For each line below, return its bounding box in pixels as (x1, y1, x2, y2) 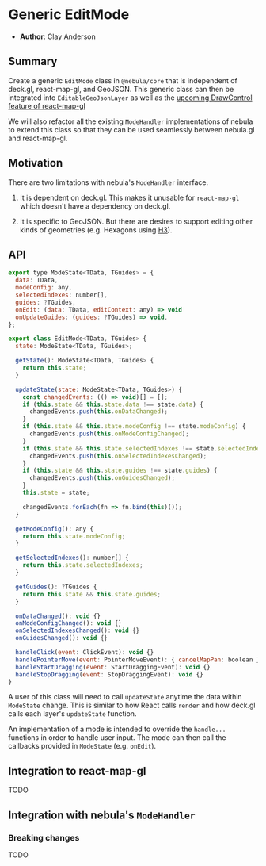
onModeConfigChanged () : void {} (15, 619, 123, 627)
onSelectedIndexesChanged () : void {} (15, 627, 140, 635)
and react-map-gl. (8, 133, 68, 143)
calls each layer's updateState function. (8, 709, 137, 718)
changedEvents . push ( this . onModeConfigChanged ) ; (28, 430, 190, 438)
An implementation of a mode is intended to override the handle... (8, 724, 226, 734)
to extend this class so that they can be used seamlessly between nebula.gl (8, 125, 255, 134)
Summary (8, 55, 58, 68)
